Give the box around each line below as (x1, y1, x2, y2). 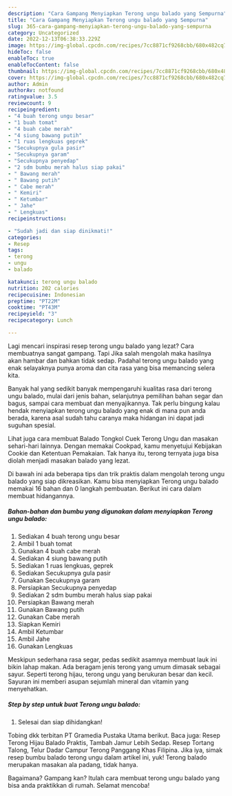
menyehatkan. (8, 684, 48, 693)
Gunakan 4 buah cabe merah (17, 547, 101, 555)
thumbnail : (8, 68, 39, 74)
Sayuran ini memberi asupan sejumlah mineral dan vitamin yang (8, 677, 189, 686)
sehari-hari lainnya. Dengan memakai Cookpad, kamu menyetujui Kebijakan (8, 442, 222, 450)
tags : (8, 247, 23, 254)
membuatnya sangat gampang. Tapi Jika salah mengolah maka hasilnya (8, 349, 212, 357)
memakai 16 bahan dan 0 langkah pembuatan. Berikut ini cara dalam (8, 484, 202, 493)
